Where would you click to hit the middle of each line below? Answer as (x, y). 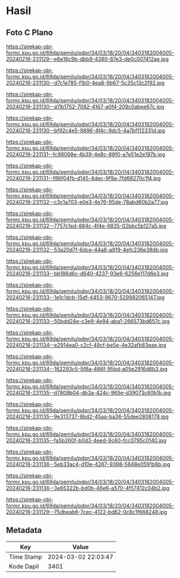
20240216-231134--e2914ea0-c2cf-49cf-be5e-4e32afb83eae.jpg (86, 345)
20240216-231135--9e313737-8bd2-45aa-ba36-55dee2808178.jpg (87, 417)
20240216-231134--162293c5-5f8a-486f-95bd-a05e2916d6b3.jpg (87, 369)
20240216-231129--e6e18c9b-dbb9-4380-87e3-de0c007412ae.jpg (87, 59)
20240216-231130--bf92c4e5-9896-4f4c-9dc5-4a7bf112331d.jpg (86, 131)
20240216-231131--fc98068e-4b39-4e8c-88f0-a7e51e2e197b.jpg (86, 154)
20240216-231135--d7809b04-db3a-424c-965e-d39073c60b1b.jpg (89, 393)
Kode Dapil (24, 566)
